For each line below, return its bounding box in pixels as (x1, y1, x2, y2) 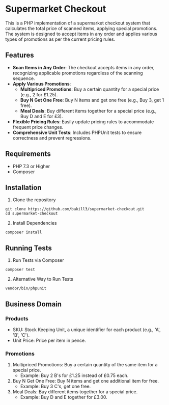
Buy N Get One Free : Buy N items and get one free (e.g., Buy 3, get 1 (20, 97, 164, 103)
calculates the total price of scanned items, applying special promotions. (5, 25, 158, 31)
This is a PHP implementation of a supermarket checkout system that (5, 20, 150, 26)
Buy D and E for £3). (20, 113, 63, 119)
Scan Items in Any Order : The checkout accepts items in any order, (12, 64, 155, 70)
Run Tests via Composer (12, 257, 65, 263)
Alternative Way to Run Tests (12, 276, 74, 282)
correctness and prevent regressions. (12, 134, 92, 141)
